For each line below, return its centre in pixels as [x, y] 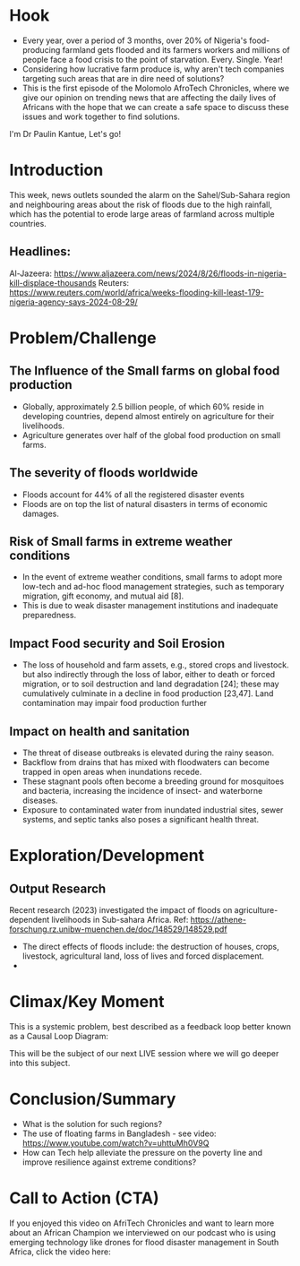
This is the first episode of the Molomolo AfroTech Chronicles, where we [155, 88]
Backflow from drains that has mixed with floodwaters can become [146, 762]
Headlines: [40, 252]
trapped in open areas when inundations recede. [112, 771]
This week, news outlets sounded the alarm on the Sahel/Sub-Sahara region [150, 194]
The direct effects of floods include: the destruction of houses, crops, [150, 946]
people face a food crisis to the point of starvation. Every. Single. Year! [153, 59]
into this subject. [40, 1063]
